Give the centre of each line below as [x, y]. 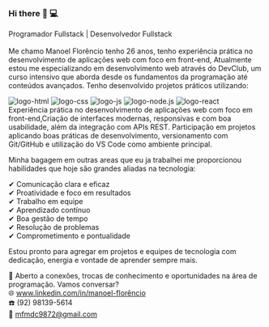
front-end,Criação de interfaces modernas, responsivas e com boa [120, 119]
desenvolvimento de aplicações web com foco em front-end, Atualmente [130, 60]
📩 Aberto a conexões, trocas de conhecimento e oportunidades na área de [133, 276]
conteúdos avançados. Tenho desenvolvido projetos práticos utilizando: [128, 86]
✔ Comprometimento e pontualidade [70, 236]
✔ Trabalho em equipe [46, 202]
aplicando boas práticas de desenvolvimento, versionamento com [118, 136]
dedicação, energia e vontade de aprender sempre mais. [103, 260]
